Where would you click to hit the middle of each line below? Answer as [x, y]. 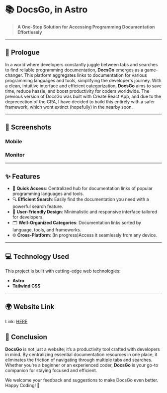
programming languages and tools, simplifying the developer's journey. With [83, 80]
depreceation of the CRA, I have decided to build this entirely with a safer [80, 101]
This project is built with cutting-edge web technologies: [63, 271]
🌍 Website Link [30, 307]
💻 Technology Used [37, 257]
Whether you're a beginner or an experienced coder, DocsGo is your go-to [82, 365]
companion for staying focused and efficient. [51, 370]
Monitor [15, 155]
